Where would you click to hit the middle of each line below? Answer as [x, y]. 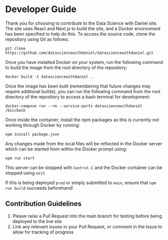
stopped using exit [25, 173]
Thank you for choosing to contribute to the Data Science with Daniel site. [81, 23]
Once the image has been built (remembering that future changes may [78, 86]
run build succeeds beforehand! [39, 188]
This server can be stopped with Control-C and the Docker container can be [84, 168]
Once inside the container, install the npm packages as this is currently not [82, 120]
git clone [16, 48]
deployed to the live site [37, 221]
